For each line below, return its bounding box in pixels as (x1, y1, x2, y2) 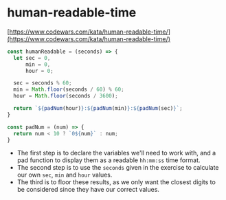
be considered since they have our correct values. (16, 186, 160, 194)
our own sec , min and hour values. (16, 170, 113, 179)
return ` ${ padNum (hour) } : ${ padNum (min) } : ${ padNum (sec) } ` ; (13, 105, 183, 112)
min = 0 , (25, 60, 51, 68)
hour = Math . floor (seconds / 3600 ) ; (13, 93, 118, 100)
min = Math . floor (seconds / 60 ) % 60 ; (13, 86, 125, 93)
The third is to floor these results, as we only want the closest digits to (16, 178, 216, 186)
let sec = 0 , (13, 54, 51, 61)
